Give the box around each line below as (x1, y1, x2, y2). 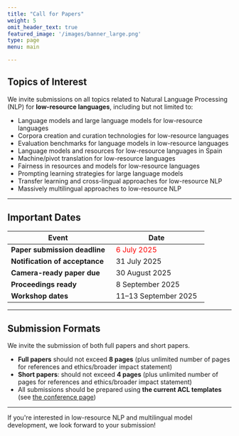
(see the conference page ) (17, 393, 96, 402)
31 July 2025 (116, 256, 162, 266)
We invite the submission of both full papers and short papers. (7, 341, 191, 350)
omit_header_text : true (7, 23, 78, 31)
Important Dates (7, 211, 81, 224)
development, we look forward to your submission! (7, 421, 156, 430)
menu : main (7, 43, 40, 50)
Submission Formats (7, 323, 101, 335)
